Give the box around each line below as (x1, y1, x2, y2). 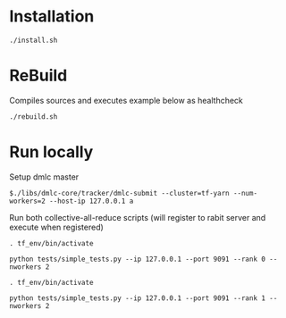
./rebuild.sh (9, 112, 58, 121)
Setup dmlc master (9, 172, 80, 182)
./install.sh (9, 36, 58, 45)
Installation (9, 6, 95, 27)
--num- (232, 188, 257, 197)
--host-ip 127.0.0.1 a (48, 197, 134, 205)
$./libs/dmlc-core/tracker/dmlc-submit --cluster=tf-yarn (9, 188, 230, 197)
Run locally (9, 142, 94, 163)
